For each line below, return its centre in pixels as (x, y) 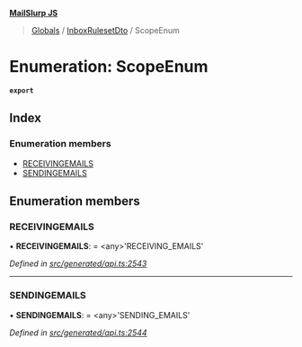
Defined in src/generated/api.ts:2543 (78, 263)
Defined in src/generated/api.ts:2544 (78, 333)
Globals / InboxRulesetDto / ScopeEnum (105, 30)
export (22, 90)
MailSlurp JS (34, 13)
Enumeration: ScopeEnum (109, 67)
